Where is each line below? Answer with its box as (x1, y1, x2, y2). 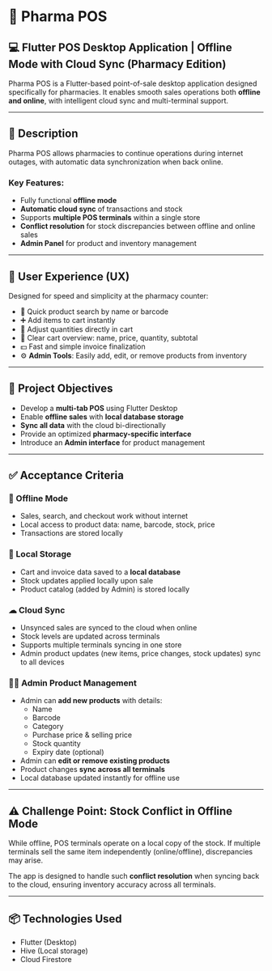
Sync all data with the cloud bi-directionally (19, 420, 166, 430)
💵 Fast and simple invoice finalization (19, 341, 146, 351)
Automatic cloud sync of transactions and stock (19, 204, 183, 214)
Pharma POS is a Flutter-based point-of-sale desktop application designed (8, 78, 257, 88)
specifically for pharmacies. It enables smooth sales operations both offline (8, 87, 261, 96)
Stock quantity (32, 739, 81, 748)
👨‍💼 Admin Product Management (8, 677, 138, 689)
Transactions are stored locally (19, 528, 124, 538)
